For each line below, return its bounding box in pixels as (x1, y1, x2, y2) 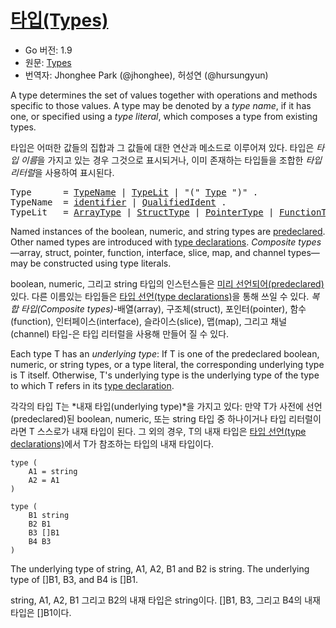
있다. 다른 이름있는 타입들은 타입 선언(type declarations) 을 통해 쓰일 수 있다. (10, 290, 310, 302)
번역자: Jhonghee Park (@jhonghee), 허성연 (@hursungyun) (24, 69, 269, 81)
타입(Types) (10, 9, 109, 32)
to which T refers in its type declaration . (10, 379, 175, 391)
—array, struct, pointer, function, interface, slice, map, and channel (10, 246, 287, 258)
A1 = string (28, 466, 78, 476)
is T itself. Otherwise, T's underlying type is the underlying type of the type (10, 369, 320, 381)
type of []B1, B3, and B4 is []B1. (10, 573, 139, 585)
